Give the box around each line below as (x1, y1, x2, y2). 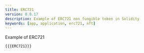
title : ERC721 (5, 7, 34, 12)
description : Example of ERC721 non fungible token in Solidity (5, 16, 140, 21)
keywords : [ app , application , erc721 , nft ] (5, 21, 96, 26)
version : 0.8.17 (5, 12, 38, 17)
